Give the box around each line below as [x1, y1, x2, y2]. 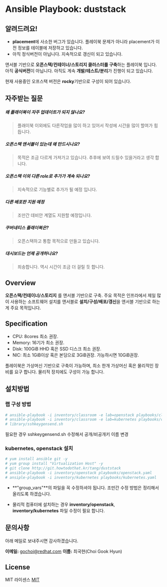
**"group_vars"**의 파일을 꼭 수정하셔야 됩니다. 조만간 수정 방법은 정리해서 [12, 485, 159, 491]
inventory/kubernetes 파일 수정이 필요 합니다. [12, 507, 105, 513]
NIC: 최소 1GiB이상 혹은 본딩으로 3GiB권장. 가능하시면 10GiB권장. [12, 352, 139, 358]
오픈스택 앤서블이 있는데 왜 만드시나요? [5, 141, 81, 147]
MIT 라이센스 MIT [5, 577, 40, 583]
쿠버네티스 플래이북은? [5, 225, 49, 231]
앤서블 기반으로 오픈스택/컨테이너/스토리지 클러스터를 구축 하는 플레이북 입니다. [5, 62, 158, 68]
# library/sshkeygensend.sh [5, 421, 64, 427]
